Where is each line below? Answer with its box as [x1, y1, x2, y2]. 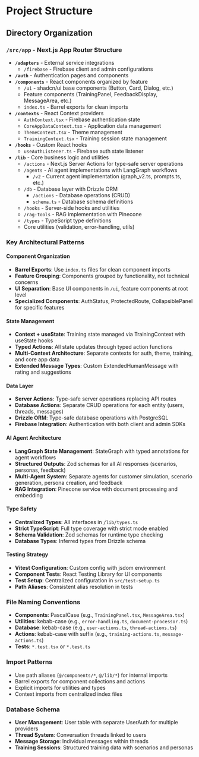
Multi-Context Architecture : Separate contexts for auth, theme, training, [14, 349, 193, 357]
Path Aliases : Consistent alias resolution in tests [14, 583, 134, 591]
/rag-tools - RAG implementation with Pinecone [23, 210, 142, 217]
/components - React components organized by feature [14, 78, 149, 85]
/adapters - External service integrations [14, 59, 115, 66]
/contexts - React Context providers [14, 109, 104, 116]
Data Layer [6, 382, 34, 389]
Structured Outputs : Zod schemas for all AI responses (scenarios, [14, 460, 178, 467]
